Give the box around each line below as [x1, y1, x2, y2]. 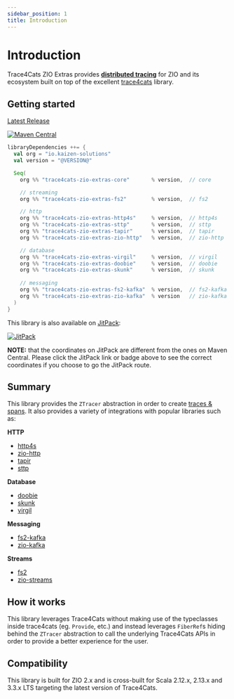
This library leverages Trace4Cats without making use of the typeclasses [7, 615, 219, 623]
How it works [7, 596, 66, 608]
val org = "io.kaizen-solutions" [13, 150, 111, 158]
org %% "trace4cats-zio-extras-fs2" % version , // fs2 [20, 195, 209, 202]
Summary [7, 381, 51, 393]
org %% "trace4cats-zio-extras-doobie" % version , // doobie [20, 260, 218, 267]
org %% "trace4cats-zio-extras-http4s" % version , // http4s [20, 215, 218, 222]
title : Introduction [7, 17, 68, 24]
